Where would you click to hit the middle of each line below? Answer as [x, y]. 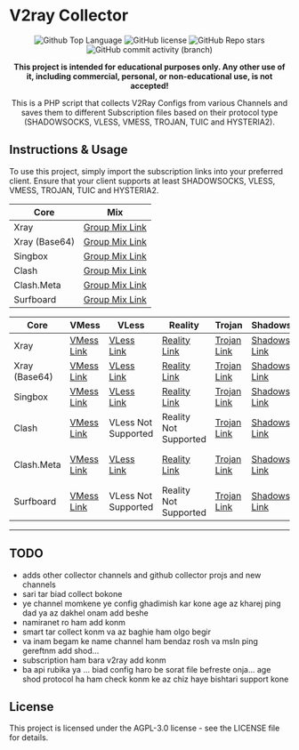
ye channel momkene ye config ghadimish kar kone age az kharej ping [152, 603]
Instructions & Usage [69, 150]
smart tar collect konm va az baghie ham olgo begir [117, 632]
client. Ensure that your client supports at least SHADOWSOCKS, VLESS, [142, 181]
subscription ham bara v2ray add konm [94, 660]
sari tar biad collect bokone [72, 593]
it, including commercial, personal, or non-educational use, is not [149, 76]
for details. [29, 738]
